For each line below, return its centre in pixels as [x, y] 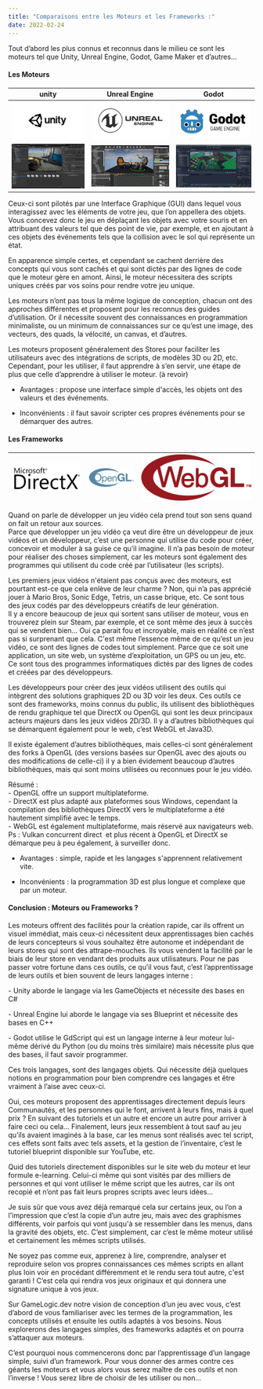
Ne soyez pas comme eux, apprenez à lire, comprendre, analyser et [117, 1256]
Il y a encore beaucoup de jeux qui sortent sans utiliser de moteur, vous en [128, 613]
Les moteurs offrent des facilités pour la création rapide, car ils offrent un [126, 925]
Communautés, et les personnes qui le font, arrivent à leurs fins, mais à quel [131, 1109]
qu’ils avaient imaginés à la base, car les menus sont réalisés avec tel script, [131, 1135]
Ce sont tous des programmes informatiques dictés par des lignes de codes [130, 663]
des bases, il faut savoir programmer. [68, 1054]
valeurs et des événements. [64, 397]
